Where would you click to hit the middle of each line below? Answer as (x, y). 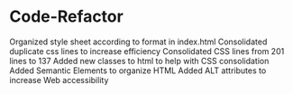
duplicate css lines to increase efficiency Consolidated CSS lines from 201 (147, 51)
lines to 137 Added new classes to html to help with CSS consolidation (139, 61)
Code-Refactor (66, 17)
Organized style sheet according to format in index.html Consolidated (138, 42)
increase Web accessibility (59, 80)
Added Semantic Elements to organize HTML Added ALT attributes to (138, 70)
